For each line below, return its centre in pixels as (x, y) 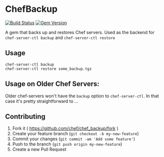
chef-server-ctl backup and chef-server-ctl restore (60, 38)
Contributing (25, 116)
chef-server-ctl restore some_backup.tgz (49, 69)
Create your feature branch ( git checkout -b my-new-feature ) (76, 134)
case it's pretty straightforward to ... (42, 101)
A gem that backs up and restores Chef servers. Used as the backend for (80, 32)
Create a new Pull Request (39, 150)
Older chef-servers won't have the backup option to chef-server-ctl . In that (82, 96)
